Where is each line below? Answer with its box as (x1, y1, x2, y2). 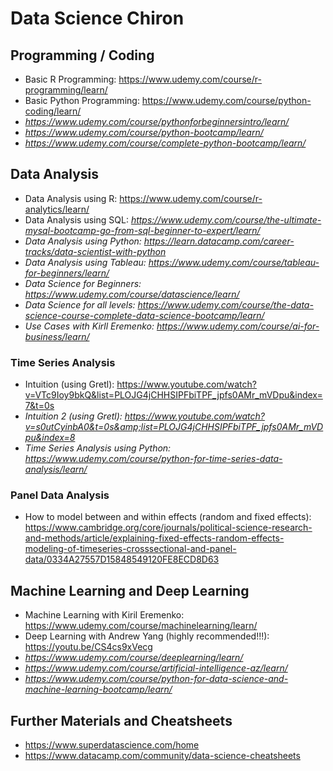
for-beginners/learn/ (24, 267, 110, 279)
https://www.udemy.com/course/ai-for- (156, 320, 320, 332)
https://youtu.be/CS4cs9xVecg (24, 641, 153, 653)
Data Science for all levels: (24, 298, 136, 311)
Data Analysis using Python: (24, 235, 142, 247)
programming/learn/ (24, 84, 108, 96)
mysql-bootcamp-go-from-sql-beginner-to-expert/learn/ (24, 224, 261, 236)
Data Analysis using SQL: (24, 213, 129, 226)
